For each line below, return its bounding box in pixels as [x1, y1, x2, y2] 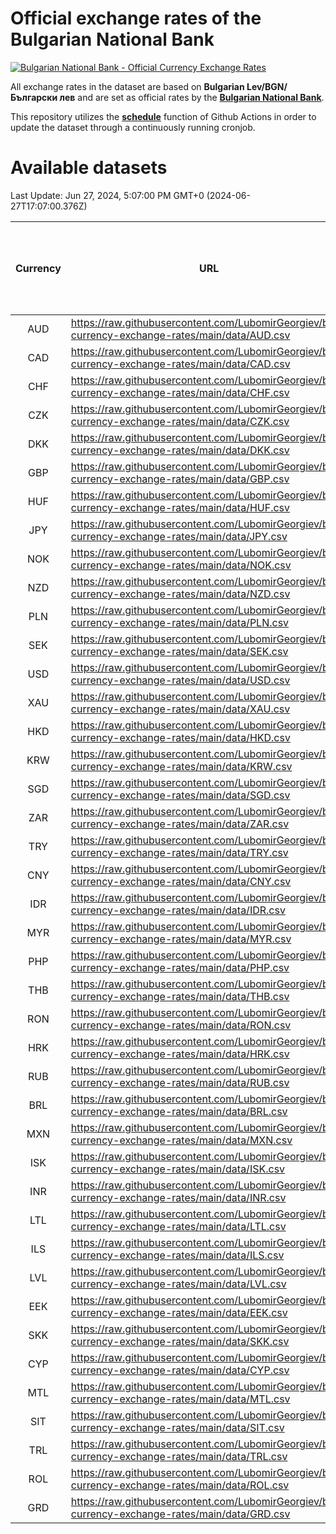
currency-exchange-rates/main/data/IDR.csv [70, 903, 286, 917]
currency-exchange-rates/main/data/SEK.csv [70, 644, 289, 658]
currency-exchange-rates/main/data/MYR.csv [70, 932, 292, 946]
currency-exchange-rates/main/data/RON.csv [70, 1018, 292, 1032]
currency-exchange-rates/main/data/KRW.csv [70, 759, 293, 773]
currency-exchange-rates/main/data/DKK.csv [70, 443, 290, 457]
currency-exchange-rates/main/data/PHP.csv [70, 960, 290, 974]
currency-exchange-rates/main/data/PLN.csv [70, 615, 290, 629]
